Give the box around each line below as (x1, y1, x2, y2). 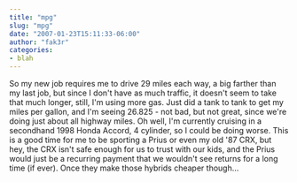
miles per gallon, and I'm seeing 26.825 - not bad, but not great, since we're (9, 107, 287, 117)
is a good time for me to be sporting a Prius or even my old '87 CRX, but (9, 134, 272, 145)
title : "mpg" (9, 12, 58, 22)
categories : (9, 46, 53, 55)
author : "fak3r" (9, 37, 69, 47)
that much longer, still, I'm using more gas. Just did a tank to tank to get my (9, 97, 284, 107)
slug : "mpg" (9, 21, 53, 30)
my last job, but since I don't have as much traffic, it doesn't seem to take (9, 87, 277, 98)
